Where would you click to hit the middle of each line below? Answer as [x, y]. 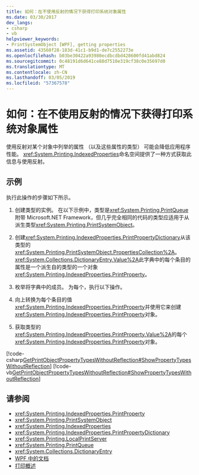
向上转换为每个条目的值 [43, 299]
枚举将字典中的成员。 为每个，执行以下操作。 [70, 287]
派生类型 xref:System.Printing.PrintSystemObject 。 [76, 224]
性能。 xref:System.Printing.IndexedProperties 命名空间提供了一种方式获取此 [99, 154]
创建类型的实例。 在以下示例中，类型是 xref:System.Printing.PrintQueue [101, 210]
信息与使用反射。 [27, 161]
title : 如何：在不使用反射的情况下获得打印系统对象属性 [66, 12]
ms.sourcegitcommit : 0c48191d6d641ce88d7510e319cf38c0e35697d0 [86, 61]
